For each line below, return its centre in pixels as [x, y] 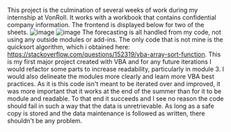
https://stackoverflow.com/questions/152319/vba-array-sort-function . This [114, 54]
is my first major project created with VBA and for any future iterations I [109, 61]
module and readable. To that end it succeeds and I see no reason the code [115, 99]
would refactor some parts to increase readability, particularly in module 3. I [116, 69]
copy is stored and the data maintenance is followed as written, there [106, 113]
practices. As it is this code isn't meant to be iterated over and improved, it [114, 84]
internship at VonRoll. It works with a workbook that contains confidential [112, 17]
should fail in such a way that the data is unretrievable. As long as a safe [111, 106]
